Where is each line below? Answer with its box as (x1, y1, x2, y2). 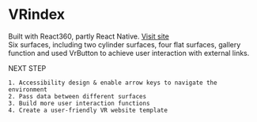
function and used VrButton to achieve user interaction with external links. (8, 48, 250, 57)
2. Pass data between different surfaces (8, 92, 147, 100)
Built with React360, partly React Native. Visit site (8, 31, 170, 41)
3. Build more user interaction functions (8, 99, 150, 107)
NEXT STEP (8, 63, 47, 72)
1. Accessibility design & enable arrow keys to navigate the (8, 79, 217, 87)
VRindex (8, 6, 66, 24)
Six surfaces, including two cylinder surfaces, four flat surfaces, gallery (8, 39, 241, 49)
